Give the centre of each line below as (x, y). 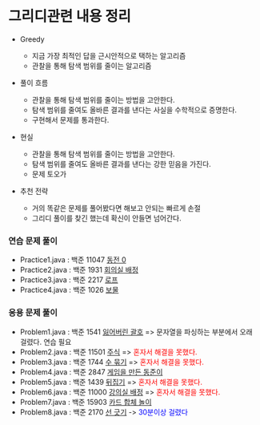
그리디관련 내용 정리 (70, 16)
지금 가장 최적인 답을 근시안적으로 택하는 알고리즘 (109, 55)
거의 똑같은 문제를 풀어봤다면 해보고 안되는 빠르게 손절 (116, 208)
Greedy (32, 39)
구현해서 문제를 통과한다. (70, 119)
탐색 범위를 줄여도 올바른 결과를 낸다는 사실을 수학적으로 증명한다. (134, 110)
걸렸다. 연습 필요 (46, 342)
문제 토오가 (49, 174)
